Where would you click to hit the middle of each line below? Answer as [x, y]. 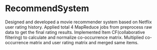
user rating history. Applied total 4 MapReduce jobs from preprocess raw [79, 27]
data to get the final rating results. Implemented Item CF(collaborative [75, 32]
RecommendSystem [47, 8]
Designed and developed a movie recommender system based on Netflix [78, 22]
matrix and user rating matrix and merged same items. [84, 42]
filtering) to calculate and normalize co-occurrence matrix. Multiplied [75, 37]
